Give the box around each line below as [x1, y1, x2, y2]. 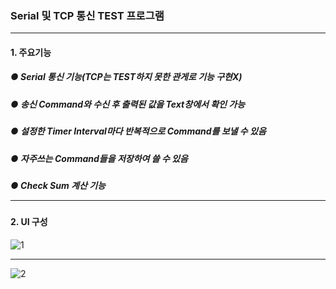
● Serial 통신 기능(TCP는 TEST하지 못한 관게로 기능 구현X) [10, 71, 243, 83]
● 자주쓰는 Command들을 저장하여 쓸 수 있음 [10, 152, 188, 164]
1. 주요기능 [10, 46, 52, 58]
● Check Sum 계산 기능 [10, 179, 106, 191]
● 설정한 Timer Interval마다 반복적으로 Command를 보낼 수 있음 [10, 125, 267, 137]
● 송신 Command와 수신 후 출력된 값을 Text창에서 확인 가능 [10, 98, 246, 110]
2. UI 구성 [10, 216, 48, 228]
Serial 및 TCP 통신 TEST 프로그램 [10, 8, 165, 22]
